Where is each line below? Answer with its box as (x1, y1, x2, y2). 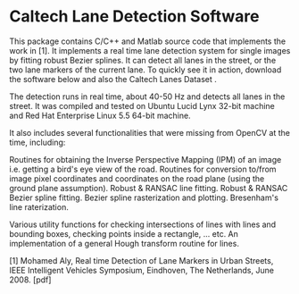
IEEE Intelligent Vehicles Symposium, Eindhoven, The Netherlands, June (9, 265, 275, 275)
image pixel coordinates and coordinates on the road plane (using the (9, 172, 265, 184)
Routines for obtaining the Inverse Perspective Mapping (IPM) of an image (9, 154, 282, 164)
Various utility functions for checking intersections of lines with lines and (9, 219, 277, 230)
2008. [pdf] (9, 274, 52, 285)
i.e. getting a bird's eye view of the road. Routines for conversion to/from (9, 164, 277, 174)
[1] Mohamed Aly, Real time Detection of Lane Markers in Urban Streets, (9, 255, 274, 265)
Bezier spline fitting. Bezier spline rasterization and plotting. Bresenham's (9, 192, 279, 203)
